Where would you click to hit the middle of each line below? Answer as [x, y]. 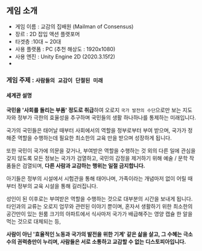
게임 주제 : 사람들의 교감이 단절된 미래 [55, 80]
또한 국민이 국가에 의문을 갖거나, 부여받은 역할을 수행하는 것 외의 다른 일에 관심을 [101, 150]
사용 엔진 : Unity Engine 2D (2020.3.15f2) [65, 57]
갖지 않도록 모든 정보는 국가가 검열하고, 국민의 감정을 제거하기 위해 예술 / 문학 [97, 158]
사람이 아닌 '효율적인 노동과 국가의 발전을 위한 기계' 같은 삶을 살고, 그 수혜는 [94, 234]
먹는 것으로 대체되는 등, [34, 221]
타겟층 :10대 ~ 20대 [38, 42]
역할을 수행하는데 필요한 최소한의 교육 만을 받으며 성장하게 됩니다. [94, 138]
